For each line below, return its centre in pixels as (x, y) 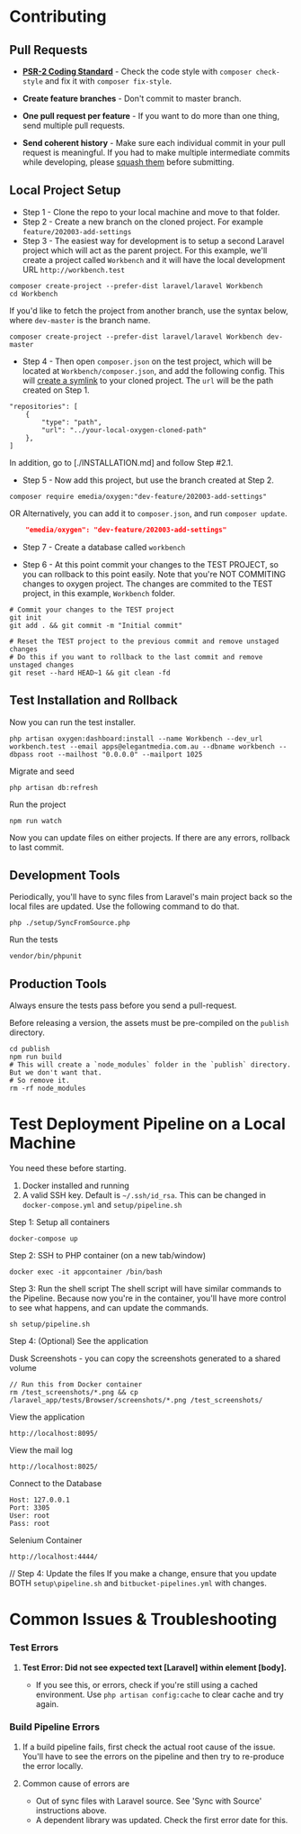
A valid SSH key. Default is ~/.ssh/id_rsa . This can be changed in (144, 1195)
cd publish (30, 1049)
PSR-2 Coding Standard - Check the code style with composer (137, 71)
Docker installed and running (76, 1185)
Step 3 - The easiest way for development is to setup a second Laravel (153, 241)
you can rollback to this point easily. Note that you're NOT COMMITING (154, 574)
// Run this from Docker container (76, 1385)
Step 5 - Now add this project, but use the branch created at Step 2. (148, 480)
